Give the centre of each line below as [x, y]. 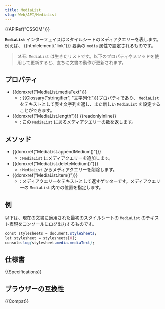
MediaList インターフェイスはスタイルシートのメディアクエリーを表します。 [83, 39]
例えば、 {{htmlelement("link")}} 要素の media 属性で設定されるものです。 [80, 45]
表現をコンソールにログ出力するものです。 [53, 224]
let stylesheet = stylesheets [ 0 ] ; [41, 238]
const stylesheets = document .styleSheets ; [51, 233]
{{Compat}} [17, 301]
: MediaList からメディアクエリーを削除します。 [68, 170]
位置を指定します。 [84, 187]
